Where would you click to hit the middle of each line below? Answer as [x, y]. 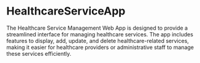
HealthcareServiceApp [66, 11]
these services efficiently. [39, 53]
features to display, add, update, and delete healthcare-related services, [98, 41]
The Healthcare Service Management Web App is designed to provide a [97, 28]
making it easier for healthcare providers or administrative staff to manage [100, 47]
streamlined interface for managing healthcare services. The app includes [100, 34]
